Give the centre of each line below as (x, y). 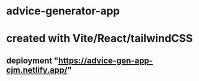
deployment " (32, 60)
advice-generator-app (63, 11)
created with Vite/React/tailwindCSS (99, 39)
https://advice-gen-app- (105, 60)
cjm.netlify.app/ (37, 70)
